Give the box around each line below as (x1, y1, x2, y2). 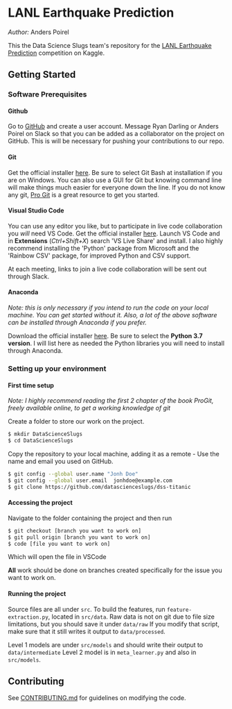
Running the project (8, 589, 66, 598)
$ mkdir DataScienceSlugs (8, 431, 82, 438)
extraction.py (8, 613, 49, 621)
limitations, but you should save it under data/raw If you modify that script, (8, 619, 220, 628)
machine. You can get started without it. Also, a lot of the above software (8, 311, 217, 319)
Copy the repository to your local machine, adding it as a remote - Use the (8, 449, 220, 458)
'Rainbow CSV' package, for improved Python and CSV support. (8, 251, 191, 260)
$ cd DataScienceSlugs (8, 437, 73, 444)
